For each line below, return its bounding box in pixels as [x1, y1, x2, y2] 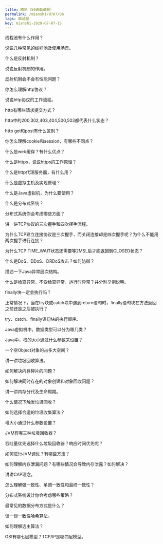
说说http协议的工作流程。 [5, 97, 56, 103]
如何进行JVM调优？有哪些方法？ [5, 451, 70, 457]
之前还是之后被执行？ [5, 306, 48, 312]
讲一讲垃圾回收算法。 [5, 358, 48, 364]
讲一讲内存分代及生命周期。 [5, 389, 61, 395]
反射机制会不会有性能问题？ [5, 76, 61, 82]
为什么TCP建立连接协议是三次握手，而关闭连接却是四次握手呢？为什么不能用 [5, 232, 159, 237]
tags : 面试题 [5, 16, 29, 21]
